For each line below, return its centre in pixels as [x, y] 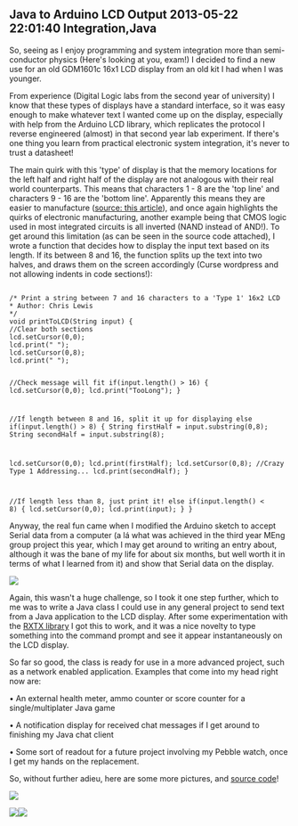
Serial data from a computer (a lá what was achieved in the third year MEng [147, 536]
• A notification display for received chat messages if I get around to [134, 725]
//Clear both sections [51, 329]
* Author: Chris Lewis [51, 306]
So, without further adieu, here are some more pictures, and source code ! [144, 779]
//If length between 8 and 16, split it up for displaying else [131, 419]
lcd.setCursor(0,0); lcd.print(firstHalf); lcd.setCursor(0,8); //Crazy [147, 464]
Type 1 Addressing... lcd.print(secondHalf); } [99, 471]
